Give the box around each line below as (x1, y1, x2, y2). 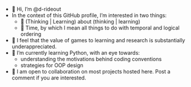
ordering (20, 31, 42, 38)
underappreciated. (11, 43, 57, 50)
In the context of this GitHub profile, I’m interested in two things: (11, 12, 167, 19)
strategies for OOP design (20, 62, 83, 69)
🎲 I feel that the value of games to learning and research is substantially (11, 37, 185, 43)
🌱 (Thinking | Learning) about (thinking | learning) (20, 18, 140, 25)
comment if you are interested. (11, 74, 86, 81)
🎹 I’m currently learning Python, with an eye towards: (11, 49, 140, 56)
